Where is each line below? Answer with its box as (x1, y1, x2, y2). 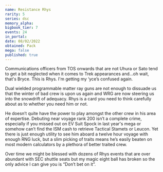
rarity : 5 (5, 12, 25, 17)
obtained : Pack (5, 43, 36, 48)
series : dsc (5, 16, 29, 21)
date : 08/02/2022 (5, 39, 40, 44)
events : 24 (5, 30, 27, 35)
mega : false (5, 48, 29, 53)
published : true (5, 52, 38, 57)
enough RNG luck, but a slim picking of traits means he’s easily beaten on (5, 136, 152, 142)
